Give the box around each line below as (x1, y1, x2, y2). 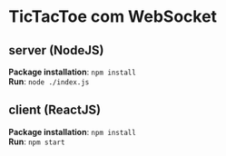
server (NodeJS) (8, 43, 104, 58)
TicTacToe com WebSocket (8, 6, 218, 27)
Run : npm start (8, 136, 65, 147)
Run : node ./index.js (8, 76, 90, 87)
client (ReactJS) (8, 102, 102, 118)
